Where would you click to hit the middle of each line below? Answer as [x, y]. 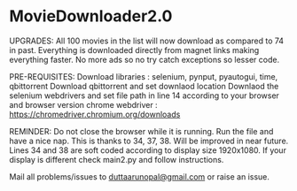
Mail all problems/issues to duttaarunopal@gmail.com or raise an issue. [140, 176]
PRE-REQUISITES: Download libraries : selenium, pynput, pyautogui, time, [144, 76]
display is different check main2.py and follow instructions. [117, 159]
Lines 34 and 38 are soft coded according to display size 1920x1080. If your [148, 150]
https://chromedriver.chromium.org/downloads [95, 114]
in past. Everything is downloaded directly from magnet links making [134, 50]
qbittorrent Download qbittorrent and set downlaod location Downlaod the [144, 86]
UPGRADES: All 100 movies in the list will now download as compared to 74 [147, 41]
